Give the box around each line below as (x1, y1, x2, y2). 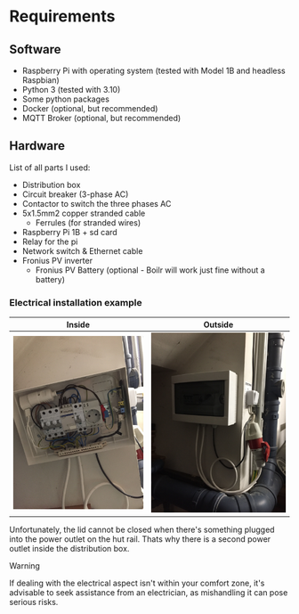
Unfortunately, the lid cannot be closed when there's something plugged (9, 524, 275, 535)
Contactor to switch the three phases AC (21, 198, 172, 209)
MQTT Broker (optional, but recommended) (21, 113, 182, 123)
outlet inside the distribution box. (9, 543, 130, 553)
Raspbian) (21, 75, 60, 86)
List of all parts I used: (9, 162, 91, 173)
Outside (203, 319, 234, 330)
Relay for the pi (21, 236, 78, 247)
